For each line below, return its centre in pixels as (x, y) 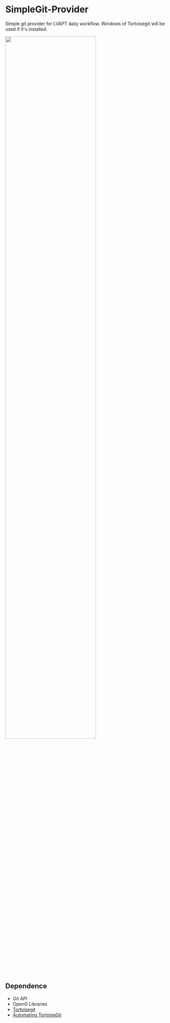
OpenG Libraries (30, 1004)
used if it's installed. (26, 29)
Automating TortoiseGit (37, 1015)
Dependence (26, 986)
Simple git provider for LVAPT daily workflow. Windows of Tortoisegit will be (85, 24)
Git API (20, 998)
